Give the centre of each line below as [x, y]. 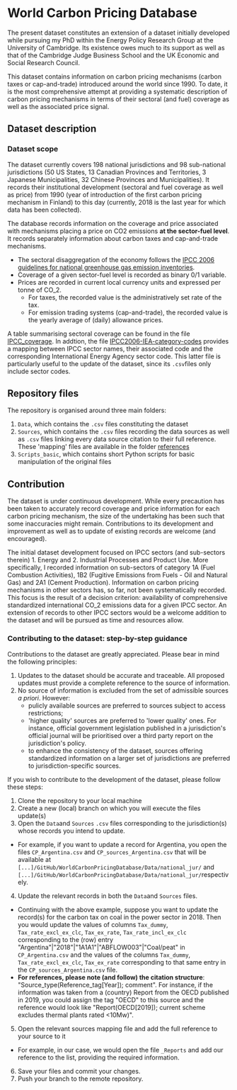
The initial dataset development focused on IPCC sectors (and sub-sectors [116, 552]
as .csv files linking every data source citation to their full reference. [117, 439]
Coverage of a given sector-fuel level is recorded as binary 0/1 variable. [122, 275]
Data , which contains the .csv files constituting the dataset [103, 424]
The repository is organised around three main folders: [87, 410]
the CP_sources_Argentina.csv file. [68, 970]
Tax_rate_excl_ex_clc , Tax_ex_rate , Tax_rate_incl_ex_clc [102, 932]
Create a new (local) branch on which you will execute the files [109, 808]
